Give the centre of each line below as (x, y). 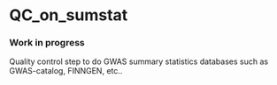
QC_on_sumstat (69, 15)
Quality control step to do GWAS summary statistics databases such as (138, 61)
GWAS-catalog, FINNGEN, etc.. (66, 71)
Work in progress (47, 43)
